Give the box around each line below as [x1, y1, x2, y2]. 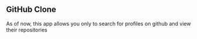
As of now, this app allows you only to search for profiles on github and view [6, 20, 191, 27]
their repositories [6, 26, 48, 33]
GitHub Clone [6, 5, 56, 15]
